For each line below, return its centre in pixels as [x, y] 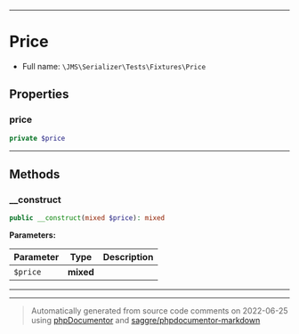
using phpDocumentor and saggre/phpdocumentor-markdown [145, 321]
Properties [39, 94]
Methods [35, 174]
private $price [37, 138]
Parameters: [32, 235]
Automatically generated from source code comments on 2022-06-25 [159, 311]
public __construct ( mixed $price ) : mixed [87, 218]
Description [128, 257]
